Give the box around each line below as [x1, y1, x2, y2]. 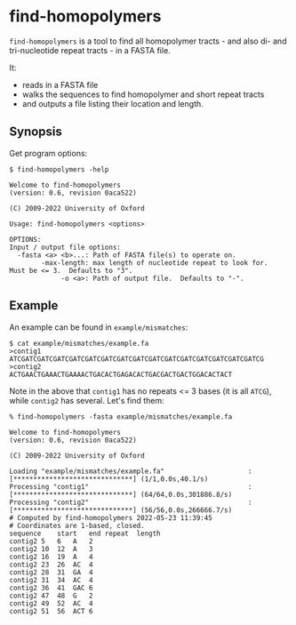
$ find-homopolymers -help [9, 164, 109, 174]
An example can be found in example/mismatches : [9, 322, 188, 333]
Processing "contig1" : [9, 482, 252, 491]
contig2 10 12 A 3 [9, 544, 93, 553]
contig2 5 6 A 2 [9, 536, 93, 546]
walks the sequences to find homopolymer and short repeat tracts [21, 89, 265, 100]
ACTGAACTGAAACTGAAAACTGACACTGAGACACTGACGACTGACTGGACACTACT [9, 370, 233, 379]
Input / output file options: [9, 243, 122, 252]
